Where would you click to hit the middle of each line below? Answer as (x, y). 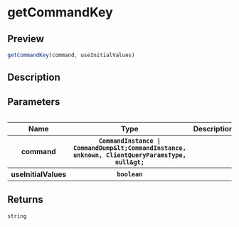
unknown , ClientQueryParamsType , (130, 155)
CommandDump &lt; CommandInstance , (130, 148)
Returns (26, 200)
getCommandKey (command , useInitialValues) (71, 55)
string (17, 216)
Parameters (34, 102)
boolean (130, 175)
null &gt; (129, 162)
